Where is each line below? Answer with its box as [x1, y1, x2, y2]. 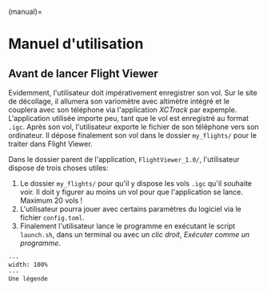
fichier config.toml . [19, 212, 86, 222]
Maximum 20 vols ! [19, 196, 83, 205]
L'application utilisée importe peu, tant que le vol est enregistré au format [8, 114, 249, 123]
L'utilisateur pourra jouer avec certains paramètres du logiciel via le [19, 204, 242, 213]
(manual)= [8, 7, 42, 16]
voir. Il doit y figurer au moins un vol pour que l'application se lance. [19, 188, 244, 196]
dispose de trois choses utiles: [8, 164, 109, 172]
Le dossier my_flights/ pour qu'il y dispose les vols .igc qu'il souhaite [19, 179, 252, 188]
